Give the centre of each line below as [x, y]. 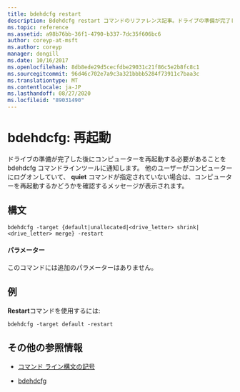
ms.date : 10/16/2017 [38, 61]
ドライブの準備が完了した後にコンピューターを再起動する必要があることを [117, 159]
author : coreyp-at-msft [43, 41]
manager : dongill [33, 54]
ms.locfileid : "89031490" [46, 101]
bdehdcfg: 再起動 [59, 138]
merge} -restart [79, 233]
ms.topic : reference [38, 27]
